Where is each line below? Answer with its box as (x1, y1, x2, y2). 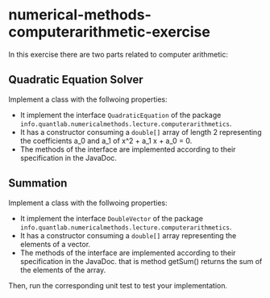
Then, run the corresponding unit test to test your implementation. (8, 280, 228, 290)
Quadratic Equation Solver (8, 73, 143, 86)
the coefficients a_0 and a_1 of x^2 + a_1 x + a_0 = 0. (19, 136, 193, 145)
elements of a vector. (19, 239, 91, 249)
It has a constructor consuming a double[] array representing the (19, 230, 237, 240)
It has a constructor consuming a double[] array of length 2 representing (19, 127, 262, 136)
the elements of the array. (19, 265, 106, 275)
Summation (8, 176, 68, 191)
